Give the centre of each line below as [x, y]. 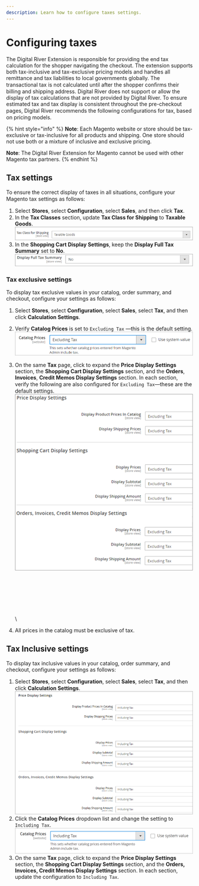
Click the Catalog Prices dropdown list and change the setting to [94, 819]
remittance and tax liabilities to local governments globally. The [83, 78]
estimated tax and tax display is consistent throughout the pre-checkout [94, 104]
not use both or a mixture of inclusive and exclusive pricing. [79, 141]
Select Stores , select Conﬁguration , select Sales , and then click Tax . [99, 211]
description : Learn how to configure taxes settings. [74, 12]
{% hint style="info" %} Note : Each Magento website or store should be [94, 129]
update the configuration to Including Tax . [67, 877]
